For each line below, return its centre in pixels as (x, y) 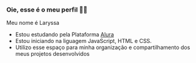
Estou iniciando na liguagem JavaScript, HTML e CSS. (83, 41)
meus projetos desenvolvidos (52, 54)
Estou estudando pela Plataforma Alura (65, 35)
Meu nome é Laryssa (33, 23)
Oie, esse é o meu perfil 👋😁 (47, 10)
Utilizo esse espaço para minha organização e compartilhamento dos (103, 47)
